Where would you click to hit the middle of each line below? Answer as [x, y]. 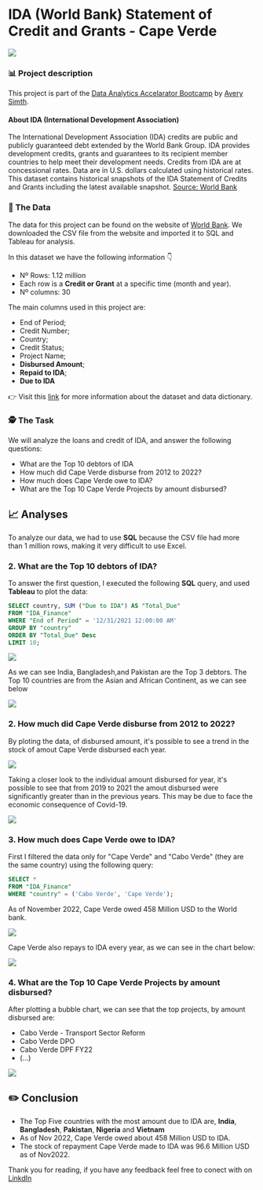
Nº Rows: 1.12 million [53, 275]
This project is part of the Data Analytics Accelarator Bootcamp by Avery [126, 93]
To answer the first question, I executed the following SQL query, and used [129, 584]
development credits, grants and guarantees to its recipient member [118, 154]
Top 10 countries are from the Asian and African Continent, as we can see [128, 680]
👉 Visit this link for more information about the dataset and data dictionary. [130, 396]
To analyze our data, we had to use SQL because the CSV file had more [124, 537]
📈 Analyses [38, 515]
